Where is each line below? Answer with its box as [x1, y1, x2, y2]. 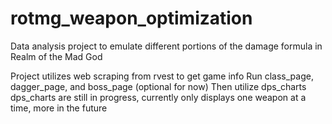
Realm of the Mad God [10, 50, 103, 62]
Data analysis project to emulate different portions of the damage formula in [10, 40, 323, 52]
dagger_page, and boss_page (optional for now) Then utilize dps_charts [10, 80, 307, 92]
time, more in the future [10, 102, 108, 114]
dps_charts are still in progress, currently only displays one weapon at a [10, 91, 307, 103]
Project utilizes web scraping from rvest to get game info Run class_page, [10, 70, 314, 82]
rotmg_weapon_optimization [10, 7, 253, 30]
